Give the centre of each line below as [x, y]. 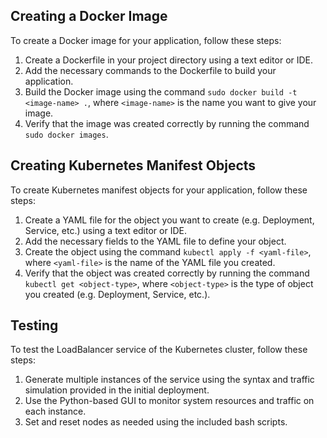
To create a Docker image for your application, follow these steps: [146, 40]
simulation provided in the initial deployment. [117, 390]
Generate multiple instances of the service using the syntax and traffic [169, 380]
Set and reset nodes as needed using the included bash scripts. [156, 422]
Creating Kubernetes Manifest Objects [133, 165]
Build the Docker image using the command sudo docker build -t [161, 91]
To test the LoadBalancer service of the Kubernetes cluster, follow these [159, 350]
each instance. [55, 411]
